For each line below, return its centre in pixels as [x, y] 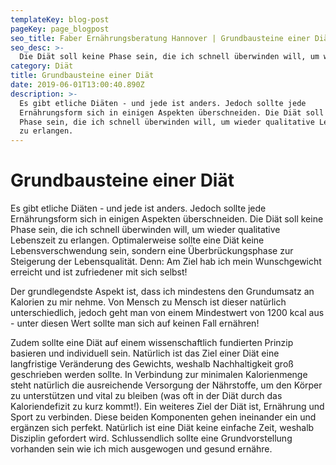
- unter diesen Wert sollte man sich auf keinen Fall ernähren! [135, 323]
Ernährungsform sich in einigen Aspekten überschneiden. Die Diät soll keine [167, 219]
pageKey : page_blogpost [60, 29]
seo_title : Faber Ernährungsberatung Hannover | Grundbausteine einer [160, 38]
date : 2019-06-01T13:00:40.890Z [77, 85]
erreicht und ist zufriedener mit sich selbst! [99, 272]
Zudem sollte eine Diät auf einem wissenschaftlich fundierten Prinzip [152, 343]
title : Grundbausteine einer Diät [82, 76]
